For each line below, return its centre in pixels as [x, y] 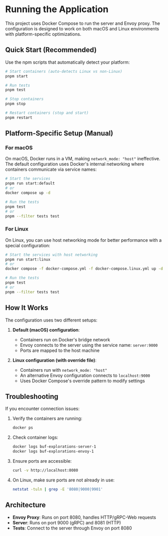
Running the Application [57, 9]
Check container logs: [35, 437]
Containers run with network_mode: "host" [64, 370]
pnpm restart [19, 117]
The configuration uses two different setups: [51, 320]
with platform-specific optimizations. [43, 34]
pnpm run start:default [30, 184]
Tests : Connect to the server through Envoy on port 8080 [72, 528]
